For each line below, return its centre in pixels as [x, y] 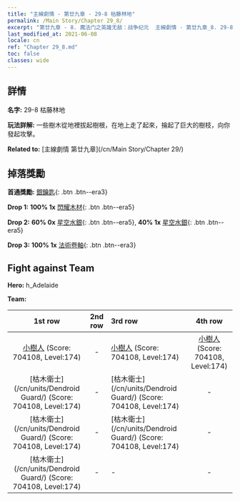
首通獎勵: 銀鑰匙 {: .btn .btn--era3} [58, 192]
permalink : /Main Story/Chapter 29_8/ [65, 21]
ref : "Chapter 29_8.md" [43, 47]
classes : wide [29, 61]
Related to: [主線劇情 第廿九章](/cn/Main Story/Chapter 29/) [96, 149]
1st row [47, 321]
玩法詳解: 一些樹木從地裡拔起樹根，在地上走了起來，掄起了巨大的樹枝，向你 [119, 125]
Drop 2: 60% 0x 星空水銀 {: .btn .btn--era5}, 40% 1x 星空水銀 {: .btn [106, 223]
